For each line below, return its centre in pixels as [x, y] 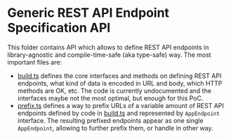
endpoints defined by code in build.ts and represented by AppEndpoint [118, 113]
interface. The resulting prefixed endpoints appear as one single [110, 120]
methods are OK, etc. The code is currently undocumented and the [114, 91]
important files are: [34, 62]
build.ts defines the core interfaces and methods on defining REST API [119, 76]
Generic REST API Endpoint [88, 13]
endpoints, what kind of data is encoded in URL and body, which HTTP [120, 83]
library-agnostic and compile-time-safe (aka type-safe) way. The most [110, 55]
